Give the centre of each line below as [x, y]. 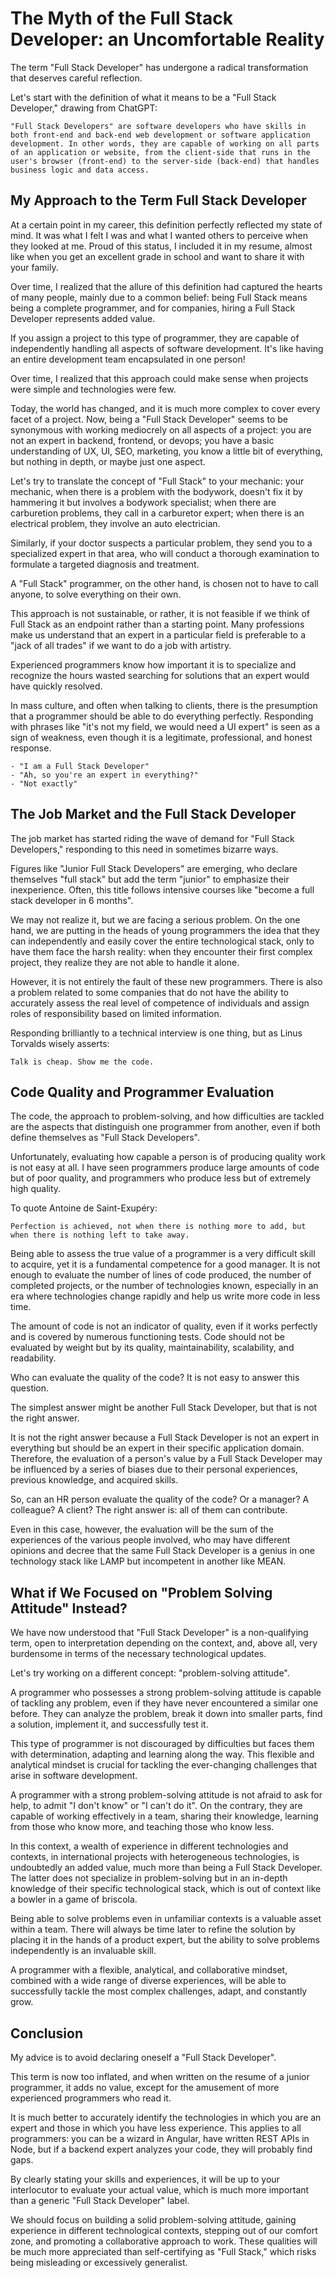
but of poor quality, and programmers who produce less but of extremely [161, 1178]
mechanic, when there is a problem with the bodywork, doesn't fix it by [156, 491]
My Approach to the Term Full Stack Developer [158, 200]
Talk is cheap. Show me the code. [82, 1062]
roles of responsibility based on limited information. [116, 1013]
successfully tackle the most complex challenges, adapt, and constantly [159, 1991]
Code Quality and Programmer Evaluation [142, 1092]
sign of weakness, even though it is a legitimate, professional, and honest [161, 737]
